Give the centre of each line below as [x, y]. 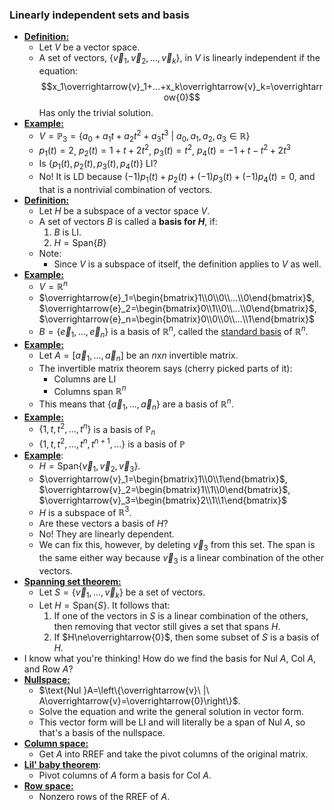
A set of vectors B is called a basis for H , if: [128, 221]
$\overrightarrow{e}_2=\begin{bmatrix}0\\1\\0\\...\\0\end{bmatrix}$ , [177, 309]
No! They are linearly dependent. [106, 534]
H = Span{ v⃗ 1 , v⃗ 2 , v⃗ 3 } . [89, 466]
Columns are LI [85, 379]
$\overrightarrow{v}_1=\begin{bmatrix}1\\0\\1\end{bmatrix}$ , [163, 479]
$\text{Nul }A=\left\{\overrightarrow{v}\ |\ [124, 690]
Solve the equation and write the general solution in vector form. [171, 711]
